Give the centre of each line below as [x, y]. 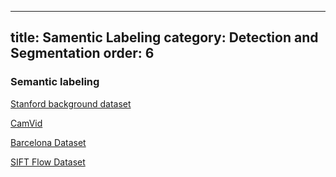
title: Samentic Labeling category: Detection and [164, 37]
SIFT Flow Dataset [48, 162]
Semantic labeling [55, 82]
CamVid [26, 123]
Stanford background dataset [71, 103]
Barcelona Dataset [48, 142]
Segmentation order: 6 [82, 53]
